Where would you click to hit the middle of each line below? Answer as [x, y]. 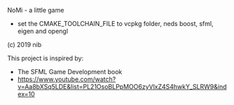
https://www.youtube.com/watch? [67, 79]
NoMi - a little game [36, 10]
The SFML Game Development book [70, 72]
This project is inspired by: [46, 58]
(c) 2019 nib [25, 44]
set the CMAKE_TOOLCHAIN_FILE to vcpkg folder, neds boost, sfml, [115, 23]
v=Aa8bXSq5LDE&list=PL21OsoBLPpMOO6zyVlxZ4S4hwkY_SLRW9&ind [122, 86]
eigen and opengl [43, 31]
